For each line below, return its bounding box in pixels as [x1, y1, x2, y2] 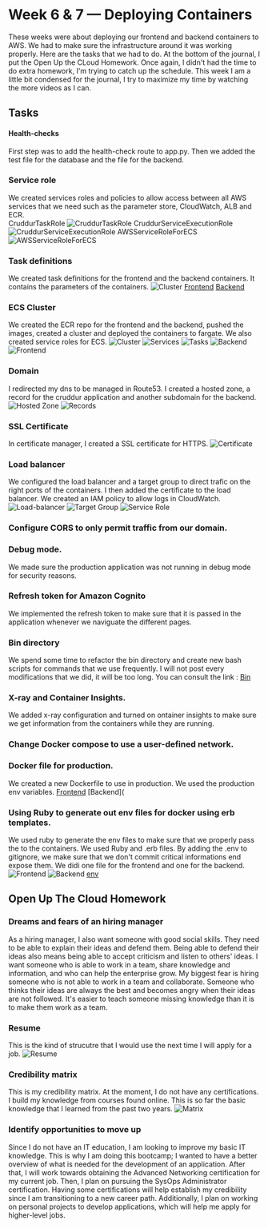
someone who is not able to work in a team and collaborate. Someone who [8, 977, 254, 987]
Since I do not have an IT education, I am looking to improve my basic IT [8, 1142, 246, 1152]
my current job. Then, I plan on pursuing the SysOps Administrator [8, 1176, 227, 1186]
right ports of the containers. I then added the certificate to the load [8, 485, 231, 495]
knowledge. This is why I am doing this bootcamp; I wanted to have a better [8, 1150, 258, 1160]
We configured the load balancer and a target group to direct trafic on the [8, 477, 251, 487]
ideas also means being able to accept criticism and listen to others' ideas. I [8, 951, 258, 961]
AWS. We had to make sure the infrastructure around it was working [8, 40, 232, 50]
